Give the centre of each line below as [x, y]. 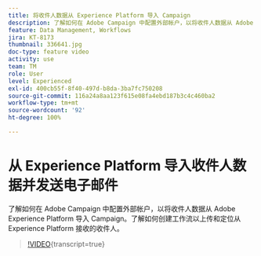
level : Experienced [40, 81]
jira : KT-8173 [31, 37]
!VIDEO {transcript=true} [66, 243]
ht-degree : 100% [34, 118]
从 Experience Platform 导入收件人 [121, 166]
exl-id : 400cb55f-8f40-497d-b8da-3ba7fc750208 [85, 88]
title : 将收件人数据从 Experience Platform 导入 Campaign [99, 15]
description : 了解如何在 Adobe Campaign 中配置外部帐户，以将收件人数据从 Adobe [131, 23]
